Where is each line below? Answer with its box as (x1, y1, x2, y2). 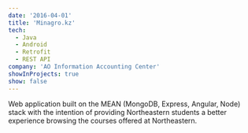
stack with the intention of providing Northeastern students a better (8, 107, 227, 116)
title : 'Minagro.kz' (8, 19, 76, 27)
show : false (8, 77, 47, 85)
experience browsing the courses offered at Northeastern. (8, 116, 198, 125)
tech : (8, 26, 26, 34)
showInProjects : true (8, 70, 80, 78)
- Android (15, 41, 47, 49)
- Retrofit (15, 48, 51, 56)
